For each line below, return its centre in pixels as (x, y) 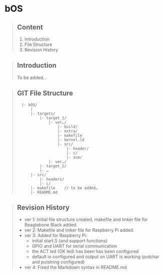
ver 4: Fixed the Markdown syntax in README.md (75, 267)
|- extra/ (67, 131)
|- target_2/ (53, 166)
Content (30, 27)
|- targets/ (43, 113)
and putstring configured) (58, 262)
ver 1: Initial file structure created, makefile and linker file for (86, 219)
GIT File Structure (45, 93)
